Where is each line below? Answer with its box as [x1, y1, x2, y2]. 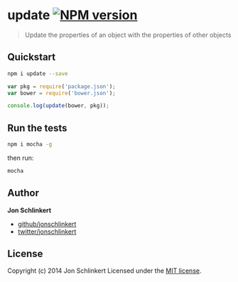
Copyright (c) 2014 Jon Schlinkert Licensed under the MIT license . [7, 266, 202, 275]
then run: [7, 153, 34, 162]
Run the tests [7, 121, 67, 134]
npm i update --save [7, 70, 69, 77]
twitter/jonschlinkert [17, 227, 77, 236]
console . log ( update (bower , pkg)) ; [7, 102, 110, 109]
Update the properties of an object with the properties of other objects [24, 31, 232, 39]
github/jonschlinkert [17, 219, 77, 228]
